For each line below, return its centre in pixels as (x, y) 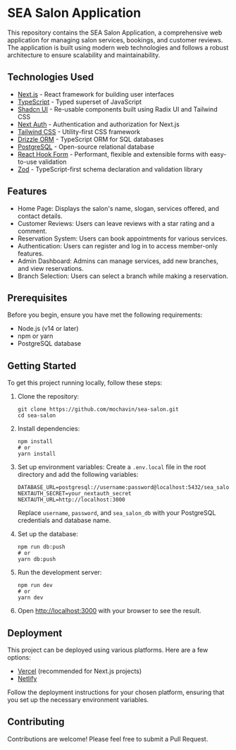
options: (19, 657)
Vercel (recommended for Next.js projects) (80, 671)
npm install (35, 442)
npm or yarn (35, 336)
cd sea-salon (37, 416)
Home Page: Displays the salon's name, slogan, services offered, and (118, 208)
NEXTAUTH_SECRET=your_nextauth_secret (74, 494)
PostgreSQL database (49, 344)
